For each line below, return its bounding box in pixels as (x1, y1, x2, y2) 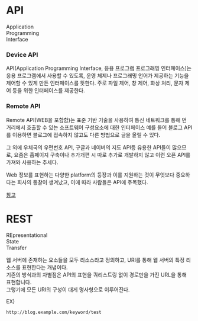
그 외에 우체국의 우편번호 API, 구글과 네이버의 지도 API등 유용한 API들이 (6, 143, 171, 151)
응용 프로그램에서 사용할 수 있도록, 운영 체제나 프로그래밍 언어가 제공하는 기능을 (6, 72, 189, 79)
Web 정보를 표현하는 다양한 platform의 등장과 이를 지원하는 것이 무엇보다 (6, 171, 175, 178)
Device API (6, 50, 38, 59)
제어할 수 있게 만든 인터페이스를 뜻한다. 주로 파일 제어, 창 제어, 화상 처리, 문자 (6, 79, 184, 86)
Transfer (6, 244, 27, 252)
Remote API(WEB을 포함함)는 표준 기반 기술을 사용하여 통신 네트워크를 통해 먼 (6, 116, 187, 123)
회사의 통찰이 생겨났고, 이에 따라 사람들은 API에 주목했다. (17, 178, 148, 185)
